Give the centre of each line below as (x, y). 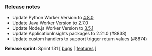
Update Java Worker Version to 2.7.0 (50, 23)
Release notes (22, 7)
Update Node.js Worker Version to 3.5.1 (53, 28)
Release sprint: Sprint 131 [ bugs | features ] (51, 49)
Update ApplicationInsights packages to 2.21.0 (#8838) (69, 34)
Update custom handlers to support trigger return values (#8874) (80, 39)
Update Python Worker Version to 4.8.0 (53, 18)
